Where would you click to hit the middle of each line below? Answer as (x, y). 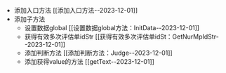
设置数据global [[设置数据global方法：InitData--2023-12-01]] (112, 28)
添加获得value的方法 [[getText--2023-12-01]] (89, 61)
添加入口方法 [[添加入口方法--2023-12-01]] (76, 10)
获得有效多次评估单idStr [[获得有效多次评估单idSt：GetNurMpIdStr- (121, 36)
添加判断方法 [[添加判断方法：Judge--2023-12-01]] (99, 53)
